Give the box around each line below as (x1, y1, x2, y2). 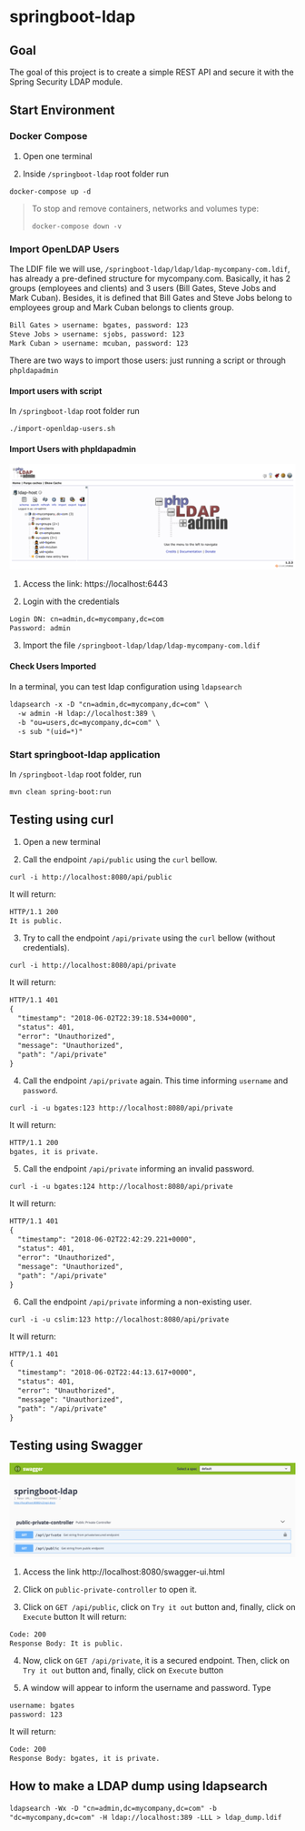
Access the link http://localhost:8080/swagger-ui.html (22, 1566, 225, 1577)
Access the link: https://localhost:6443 (22, 578, 168, 589)
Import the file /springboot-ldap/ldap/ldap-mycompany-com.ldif (22, 639, 261, 651)
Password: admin (9, 624, 71, 633)
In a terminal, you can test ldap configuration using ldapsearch (9, 680, 242, 692)
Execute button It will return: (22, 1611, 127, 1622)
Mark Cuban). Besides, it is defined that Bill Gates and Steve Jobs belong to (9, 292, 292, 303)
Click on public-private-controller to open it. (22, 1584, 198, 1595)
